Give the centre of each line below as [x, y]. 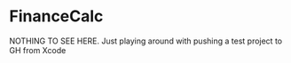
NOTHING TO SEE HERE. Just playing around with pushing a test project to [145, 41]
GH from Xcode [38, 50]
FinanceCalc [56, 16]
